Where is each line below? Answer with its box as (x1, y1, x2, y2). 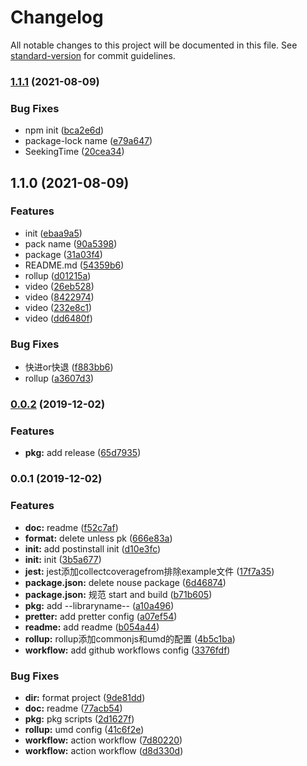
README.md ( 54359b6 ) (24, 259, 125, 271)
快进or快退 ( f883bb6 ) (24, 361, 114, 373)
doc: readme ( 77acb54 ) (24, 702, 123, 714)
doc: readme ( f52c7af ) (24, 521, 119, 533)
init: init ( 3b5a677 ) (24, 553, 102, 565)
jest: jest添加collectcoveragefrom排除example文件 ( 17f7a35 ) (24, 565, 275, 577)
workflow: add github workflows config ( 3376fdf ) (24, 644, 231, 656)
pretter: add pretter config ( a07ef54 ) (24, 610, 178, 622)
